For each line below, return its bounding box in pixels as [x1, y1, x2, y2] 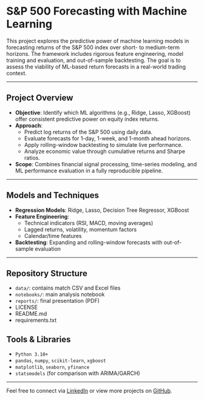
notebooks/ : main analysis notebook [15, 291, 105, 298]
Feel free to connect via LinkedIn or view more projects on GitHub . [6, 387, 172, 395]
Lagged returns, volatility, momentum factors [24, 226, 137, 233]
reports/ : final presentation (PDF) [15, 297, 100, 305]
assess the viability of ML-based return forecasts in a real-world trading [6, 63, 186, 70]
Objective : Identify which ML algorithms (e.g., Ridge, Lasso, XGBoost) [15, 109, 191, 116]
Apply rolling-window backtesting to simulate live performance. [24, 141, 183, 148]
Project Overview [6, 93, 73, 103]
